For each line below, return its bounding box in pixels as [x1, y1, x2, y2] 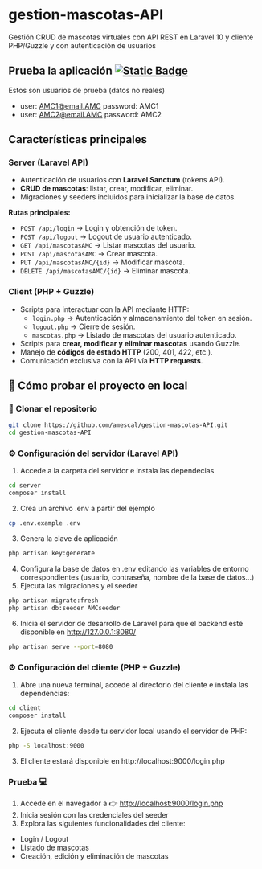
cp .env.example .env [8, 519, 81, 527]
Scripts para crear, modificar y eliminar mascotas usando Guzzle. [19, 338, 241, 348]
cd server [8, 482, 42, 490]
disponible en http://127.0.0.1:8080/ [19, 627, 137, 637]
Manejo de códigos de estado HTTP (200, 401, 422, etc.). [19, 347, 213, 357]
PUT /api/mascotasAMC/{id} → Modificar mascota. [19, 257, 186, 267]
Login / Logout [19, 834, 69, 843]
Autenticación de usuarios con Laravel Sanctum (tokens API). [19, 175, 225, 185]
